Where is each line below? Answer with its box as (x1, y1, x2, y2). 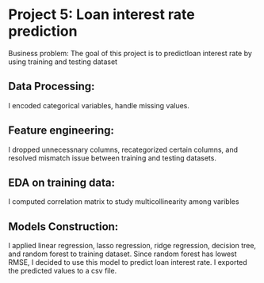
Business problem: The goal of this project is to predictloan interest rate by (8, 48, 252, 58)
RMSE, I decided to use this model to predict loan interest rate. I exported (8, 258, 247, 267)
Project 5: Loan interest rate (8, 6, 196, 24)
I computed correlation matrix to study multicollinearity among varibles (8, 197, 239, 206)
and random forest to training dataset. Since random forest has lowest (8, 249, 237, 258)
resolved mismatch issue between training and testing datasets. (8, 153, 216, 163)
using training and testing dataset (8, 57, 117, 66)
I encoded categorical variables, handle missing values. (8, 100, 190, 110)
